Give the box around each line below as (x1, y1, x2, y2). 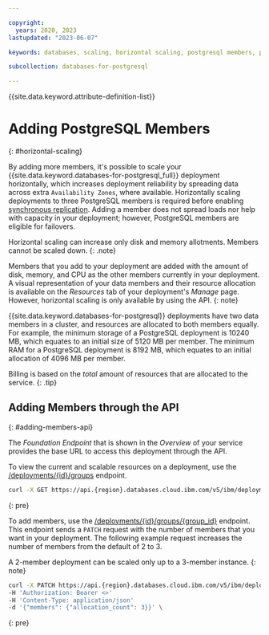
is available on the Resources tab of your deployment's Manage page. (8, 287, 240, 297)
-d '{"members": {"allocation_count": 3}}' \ (8, 604, 163, 612)
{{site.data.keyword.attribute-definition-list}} (8, 92, 156, 101)
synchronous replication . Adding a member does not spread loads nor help (8, 205, 256, 214)
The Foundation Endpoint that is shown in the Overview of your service (8, 438, 243, 447)
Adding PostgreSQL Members (8, 120, 211, 138)
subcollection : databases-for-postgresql (8, 63, 149, 71)
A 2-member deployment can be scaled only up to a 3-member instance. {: (8, 557, 256, 567)
